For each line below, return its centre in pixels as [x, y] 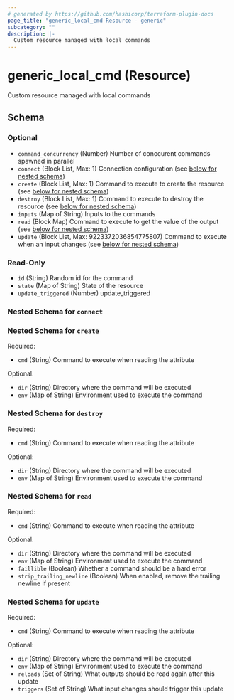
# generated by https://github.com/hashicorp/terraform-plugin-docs [111, 14]
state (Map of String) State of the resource [80, 286]
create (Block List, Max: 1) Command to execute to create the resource [121, 184]
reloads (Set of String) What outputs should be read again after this [116, 674]
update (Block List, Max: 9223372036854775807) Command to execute [122, 236]
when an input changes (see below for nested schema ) [98, 244]
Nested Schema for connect [55, 312]
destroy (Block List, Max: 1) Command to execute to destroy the [110, 198]
